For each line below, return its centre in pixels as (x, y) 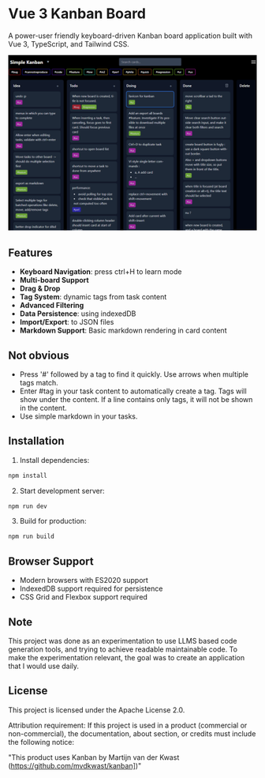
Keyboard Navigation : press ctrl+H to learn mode (101, 272)
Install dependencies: (54, 460)
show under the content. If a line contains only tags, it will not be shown (136, 399)
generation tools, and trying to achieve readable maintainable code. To (123, 649)
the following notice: (41, 742)
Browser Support (51, 561)
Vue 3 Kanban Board (77, 14)
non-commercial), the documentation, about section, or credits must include (132, 733)
